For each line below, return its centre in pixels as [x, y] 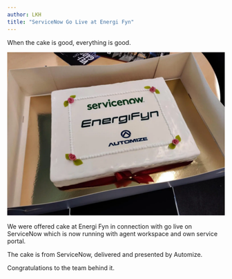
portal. [17, 241]
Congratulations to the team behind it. [61, 268]
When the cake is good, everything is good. [69, 42]
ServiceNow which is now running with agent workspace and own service [113, 233]
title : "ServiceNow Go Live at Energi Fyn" [71, 22]
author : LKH [24, 15]
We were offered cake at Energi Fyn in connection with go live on [99, 226]
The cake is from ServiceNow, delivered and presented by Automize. [105, 254]
